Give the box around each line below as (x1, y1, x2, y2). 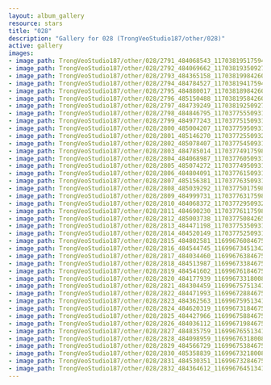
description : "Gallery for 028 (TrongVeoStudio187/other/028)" (8, 34, 226, 43)
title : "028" (8, 27, 52, 35)
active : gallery (8, 42, 63, 50)
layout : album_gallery (8, 11, 85, 20)
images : (8, 49, 35, 57)
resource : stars (8, 19, 63, 27)
